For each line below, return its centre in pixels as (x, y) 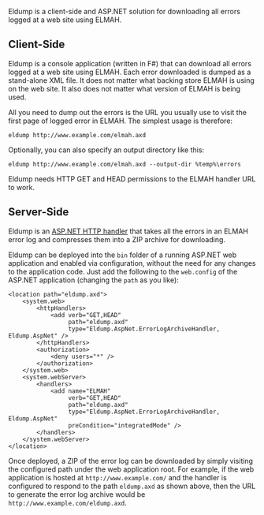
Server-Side (39, 212)
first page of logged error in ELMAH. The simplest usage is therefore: (121, 121)
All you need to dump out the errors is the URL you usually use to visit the (127, 112)
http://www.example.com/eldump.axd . (68, 502)
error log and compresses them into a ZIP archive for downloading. (117, 239)
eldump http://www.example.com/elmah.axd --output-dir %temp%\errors (125, 164)
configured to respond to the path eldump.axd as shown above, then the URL (132, 486)
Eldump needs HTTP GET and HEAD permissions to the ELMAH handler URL (132, 179)
